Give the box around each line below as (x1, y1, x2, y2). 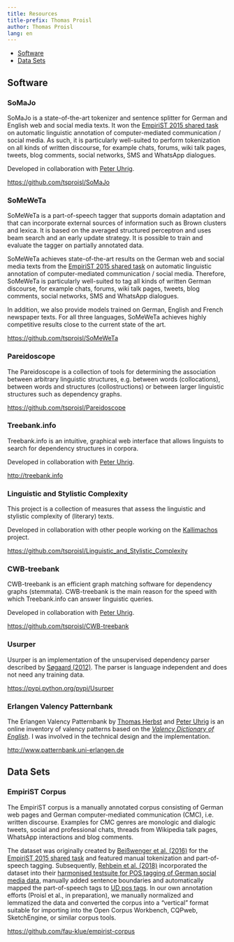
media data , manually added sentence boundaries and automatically (7, 876, 204, 885)
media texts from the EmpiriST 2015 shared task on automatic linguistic (7, 262, 212, 270)
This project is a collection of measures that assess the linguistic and (7, 505, 206, 513)
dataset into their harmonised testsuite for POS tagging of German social (7, 868, 217, 877)
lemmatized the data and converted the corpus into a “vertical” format (7, 898, 209, 907)
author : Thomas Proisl (7, 23, 73, 30)
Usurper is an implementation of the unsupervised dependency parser (7, 656, 210, 664)
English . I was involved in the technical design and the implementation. (7, 733, 211, 741)
